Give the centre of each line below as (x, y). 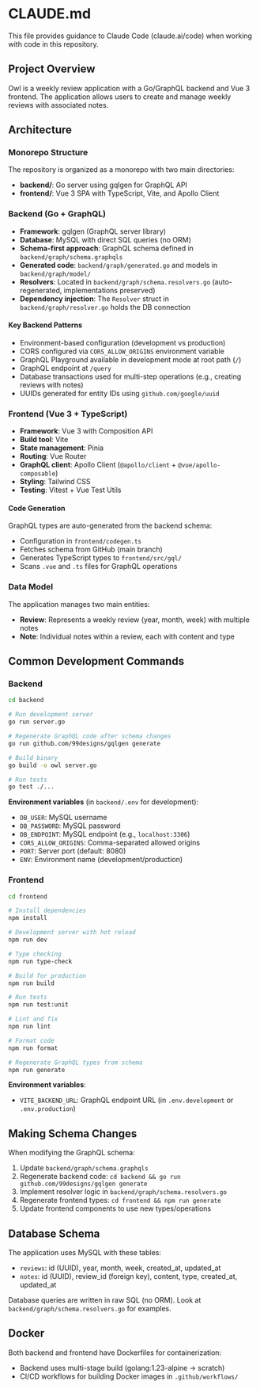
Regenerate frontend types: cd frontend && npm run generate (120, 1200)
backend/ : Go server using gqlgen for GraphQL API (104, 185)
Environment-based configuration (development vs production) (122, 342)
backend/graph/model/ (55, 274)
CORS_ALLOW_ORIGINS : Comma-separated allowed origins (109, 843)
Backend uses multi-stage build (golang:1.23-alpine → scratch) (122, 1368)
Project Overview (52, 69)
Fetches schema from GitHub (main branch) (91, 549)
